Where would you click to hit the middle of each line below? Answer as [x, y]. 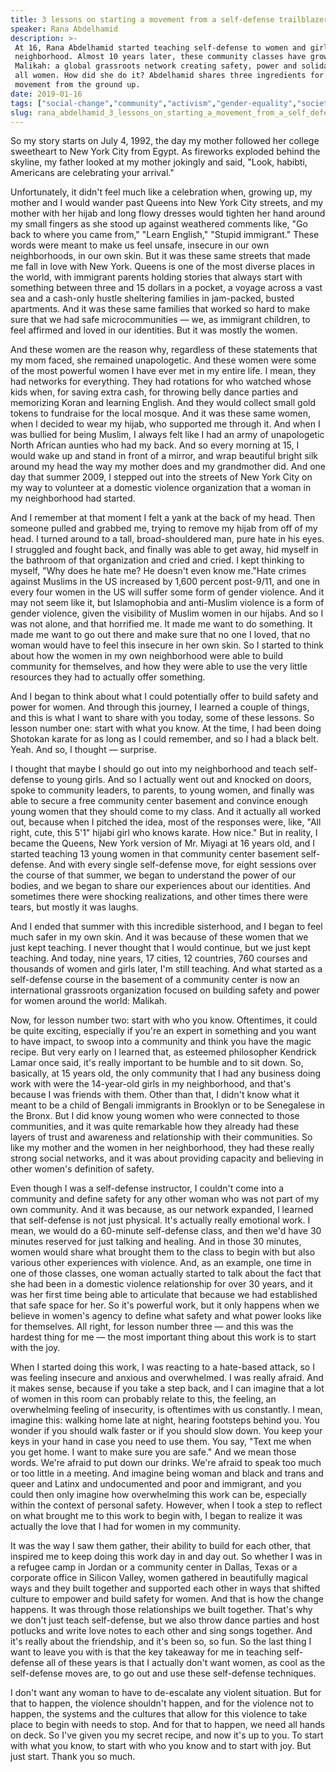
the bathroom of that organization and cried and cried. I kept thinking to [157, 560]
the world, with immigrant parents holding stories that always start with [156, 277]
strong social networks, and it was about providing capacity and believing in [167, 1158]
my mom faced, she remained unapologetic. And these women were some [163, 360]
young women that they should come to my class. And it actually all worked [166, 812]
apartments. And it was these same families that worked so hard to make [160, 309]
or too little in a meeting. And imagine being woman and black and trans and [167, 1473]
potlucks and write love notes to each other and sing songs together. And [161, 1631]
